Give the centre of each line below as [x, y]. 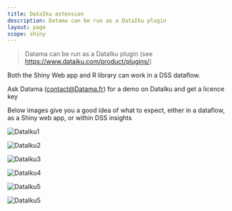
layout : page [27, 27]
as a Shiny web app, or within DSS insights [70, 118]
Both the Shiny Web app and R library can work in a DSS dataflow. [104, 75]
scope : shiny [27, 34]
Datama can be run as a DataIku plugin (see [89, 54]
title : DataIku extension [45, 14]
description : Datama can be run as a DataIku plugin [87, 21]
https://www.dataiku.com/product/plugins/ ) [88, 62]
